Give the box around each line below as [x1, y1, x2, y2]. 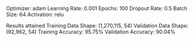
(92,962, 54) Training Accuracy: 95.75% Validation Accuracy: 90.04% [6, 28, 176, 35]
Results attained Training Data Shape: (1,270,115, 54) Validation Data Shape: [6, 23, 189, 29]
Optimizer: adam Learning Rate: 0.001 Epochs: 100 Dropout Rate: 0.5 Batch [6, 5, 188, 12]
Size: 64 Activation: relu [6, 11, 64, 18]
